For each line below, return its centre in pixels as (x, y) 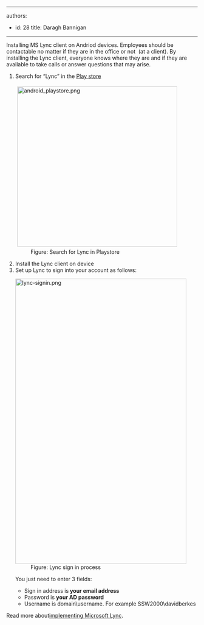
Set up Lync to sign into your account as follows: (76, 270)
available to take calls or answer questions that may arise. (79, 64)
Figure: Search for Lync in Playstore (75, 252)
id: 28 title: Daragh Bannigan (51, 27)
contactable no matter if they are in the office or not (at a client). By (91, 51)
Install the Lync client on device (54, 264)
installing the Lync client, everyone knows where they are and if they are (97, 58)
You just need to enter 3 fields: (53, 579)
